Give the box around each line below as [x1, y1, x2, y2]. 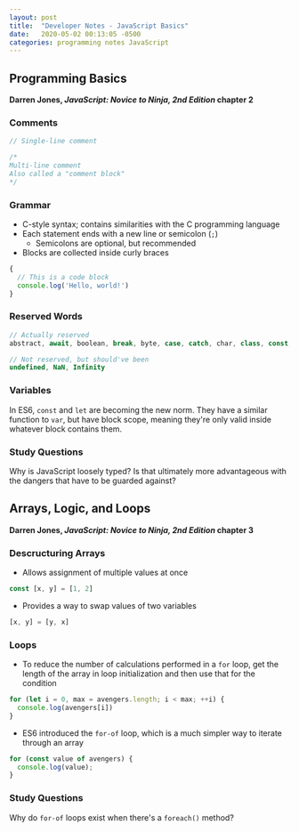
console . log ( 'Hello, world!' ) [17, 281, 129, 290]
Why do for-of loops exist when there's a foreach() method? [9, 812, 234, 823]
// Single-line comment [9, 137, 98, 146]
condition [21, 678, 58, 689]
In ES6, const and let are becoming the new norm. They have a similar [9, 404, 269, 415]
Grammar [9, 198, 52, 211]
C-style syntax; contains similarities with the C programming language [21, 219, 280, 230]
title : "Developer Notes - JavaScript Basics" [9, 21, 190, 30]
